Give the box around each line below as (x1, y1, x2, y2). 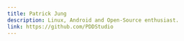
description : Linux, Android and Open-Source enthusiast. (7, 17, 179, 24)
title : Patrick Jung (7, 10, 68, 17)
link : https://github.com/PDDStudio (7, 23, 114, 30)
